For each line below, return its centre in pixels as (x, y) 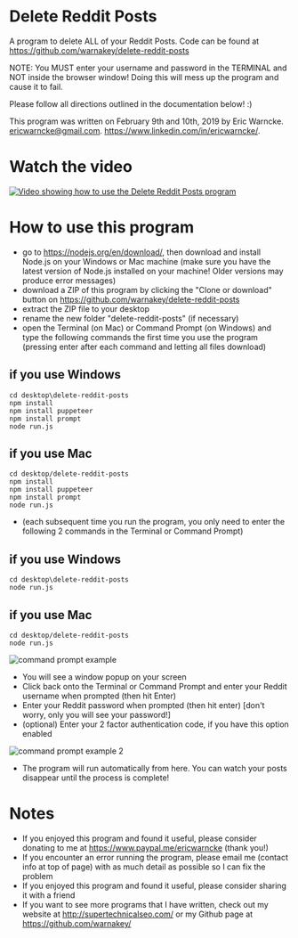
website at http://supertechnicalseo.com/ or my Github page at (137, 914)
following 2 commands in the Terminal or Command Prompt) (133, 531)
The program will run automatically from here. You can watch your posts (154, 769)
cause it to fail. (36, 86)
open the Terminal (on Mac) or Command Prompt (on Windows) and (147, 328)
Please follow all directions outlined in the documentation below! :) (131, 103)
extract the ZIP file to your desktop (85, 308)
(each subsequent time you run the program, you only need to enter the (153, 522)
